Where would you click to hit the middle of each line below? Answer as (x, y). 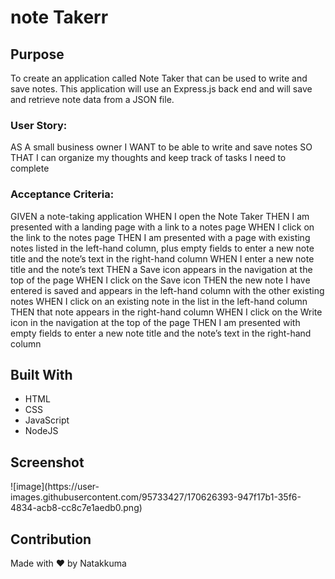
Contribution (51, 539)
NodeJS (41, 431)
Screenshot (47, 462)
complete (30, 168)
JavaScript (47, 420)
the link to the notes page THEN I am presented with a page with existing (160, 237)
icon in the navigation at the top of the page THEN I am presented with (155, 322)
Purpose (37, 54)
